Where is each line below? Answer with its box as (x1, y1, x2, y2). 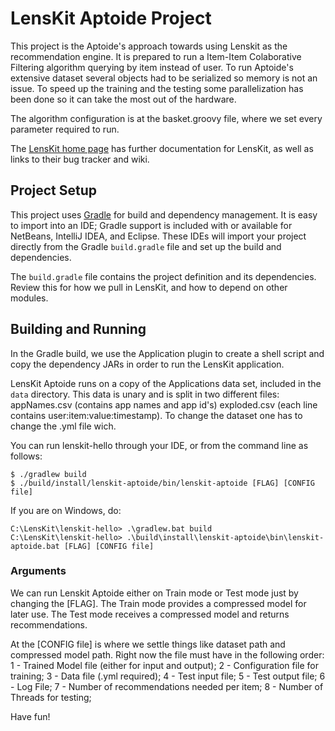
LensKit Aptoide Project (10, 7, 212, 30)
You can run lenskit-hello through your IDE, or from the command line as (10, 439, 309, 451)
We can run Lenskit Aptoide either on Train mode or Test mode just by (10, 587, 299, 599)
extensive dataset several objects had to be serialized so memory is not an (10, 72, 318, 84)
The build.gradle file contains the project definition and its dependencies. (10, 270, 317, 282)
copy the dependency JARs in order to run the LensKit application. (10, 358, 285, 370)
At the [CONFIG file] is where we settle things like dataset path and (10, 638, 286, 650)
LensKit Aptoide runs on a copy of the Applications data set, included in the (10, 377, 322, 389)
